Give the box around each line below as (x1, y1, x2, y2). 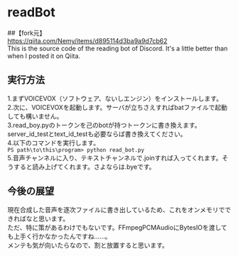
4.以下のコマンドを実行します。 (7, 138, 100, 147)
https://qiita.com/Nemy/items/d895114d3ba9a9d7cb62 (7, 36, 168, 45)
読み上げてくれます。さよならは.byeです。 (31, 162, 156, 171)
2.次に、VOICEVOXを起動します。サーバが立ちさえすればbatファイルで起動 (7, 103, 228, 111)
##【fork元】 (7, 28, 46, 37)
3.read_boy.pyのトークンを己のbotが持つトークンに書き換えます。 (7, 121, 201, 129)
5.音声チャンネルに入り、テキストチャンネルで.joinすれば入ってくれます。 (7, 153, 222, 162)
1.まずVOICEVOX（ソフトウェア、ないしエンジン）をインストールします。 (7, 94, 222, 103)
